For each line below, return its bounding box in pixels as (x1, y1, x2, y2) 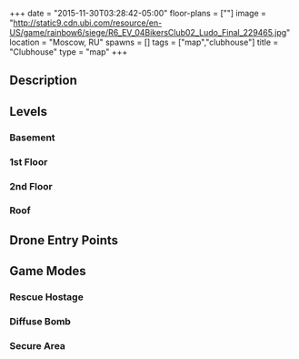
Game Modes (9, 263, 86, 279)
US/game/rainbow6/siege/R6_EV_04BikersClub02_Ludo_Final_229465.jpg (9, 27, 287, 37)
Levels (9, 104, 48, 119)
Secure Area (9, 340, 66, 353)
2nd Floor (9, 179, 53, 192)
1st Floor (9, 155, 48, 168)
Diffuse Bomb (9, 315, 71, 328)
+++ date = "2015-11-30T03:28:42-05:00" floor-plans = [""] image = (9, 8, 266, 18)
